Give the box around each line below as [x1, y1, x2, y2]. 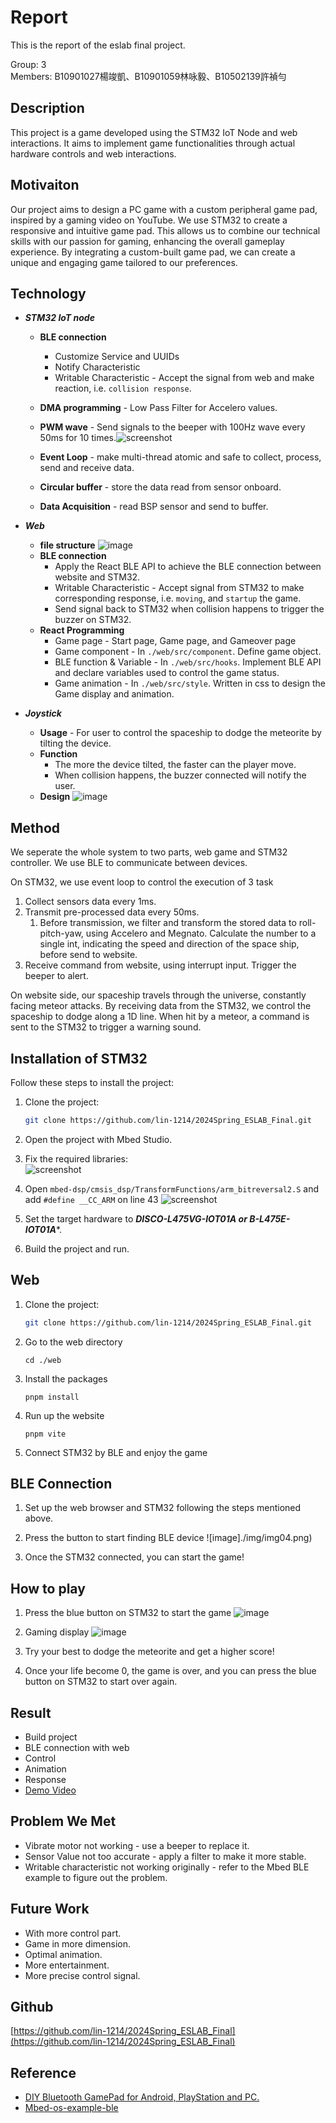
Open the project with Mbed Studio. [24, 1133, 173, 1145]
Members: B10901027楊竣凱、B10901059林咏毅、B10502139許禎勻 [10, 70, 287, 82]
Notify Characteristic [54, 361, 141, 373]
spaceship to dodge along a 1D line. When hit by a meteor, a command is [10, 1011, 310, 1023]
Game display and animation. [54, 688, 175, 700]
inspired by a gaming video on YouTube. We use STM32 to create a [10, 214, 288, 226]
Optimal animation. [24, 1948, 103, 1960]
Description [10, 100, 85, 117]
